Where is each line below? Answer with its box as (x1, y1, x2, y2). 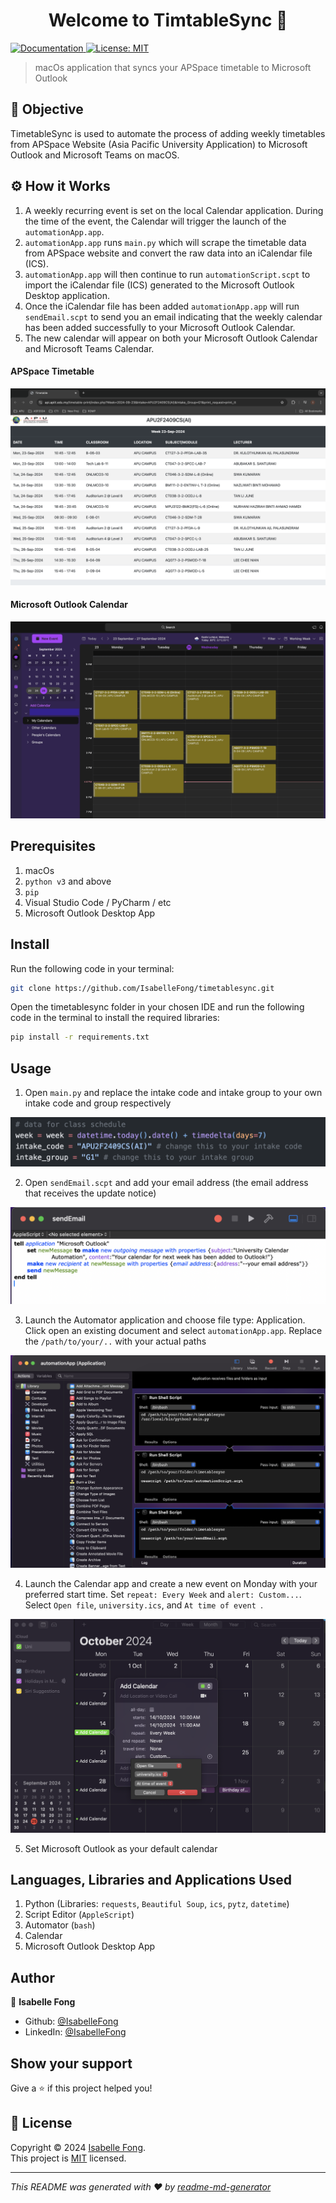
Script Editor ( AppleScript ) (24, 1909, 135, 1921)
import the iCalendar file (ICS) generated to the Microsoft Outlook (24, 279, 295, 291)
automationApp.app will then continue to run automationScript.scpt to (24, 268, 311, 280)
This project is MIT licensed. (10, 2152, 127, 2164)
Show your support (10, 2055, 133, 2072)
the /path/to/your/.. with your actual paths (24, 1335, 207, 1348)
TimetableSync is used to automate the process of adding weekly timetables (10, 127, 326, 139)
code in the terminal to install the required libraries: (10, 1012, 220, 1024)
